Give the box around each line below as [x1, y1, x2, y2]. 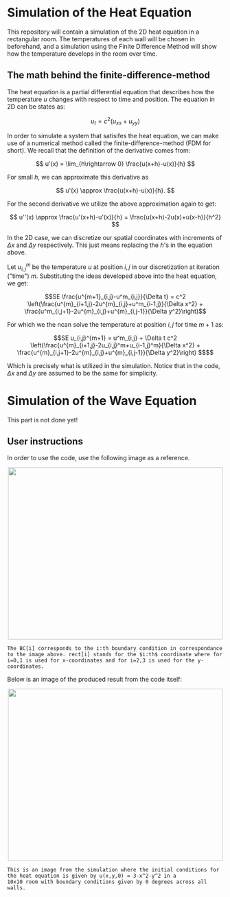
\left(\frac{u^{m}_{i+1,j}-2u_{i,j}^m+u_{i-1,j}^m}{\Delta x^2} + [30, 341, 201, 349]
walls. [7, 885, 26, 891]
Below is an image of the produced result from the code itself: [7, 676, 183, 684]
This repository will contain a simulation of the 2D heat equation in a [7, 28, 200, 36]
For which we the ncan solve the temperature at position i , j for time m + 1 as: [7, 320, 224, 328]
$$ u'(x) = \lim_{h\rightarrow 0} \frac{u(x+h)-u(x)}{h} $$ [35, 160, 196, 168]
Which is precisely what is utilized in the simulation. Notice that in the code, [7, 361, 221, 369]
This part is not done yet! [7, 415, 78, 424]
